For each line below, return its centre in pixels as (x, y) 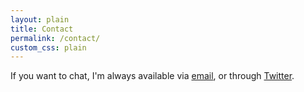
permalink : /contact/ (55, 38)
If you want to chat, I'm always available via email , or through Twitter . (152, 76)
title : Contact (42, 29)
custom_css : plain (48, 47)
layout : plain (40, 19)
